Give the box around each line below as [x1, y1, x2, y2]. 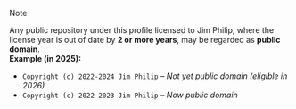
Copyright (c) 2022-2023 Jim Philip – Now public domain [21, 89, 238, 100]
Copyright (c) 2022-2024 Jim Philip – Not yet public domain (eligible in [21, 71, 288, 81]
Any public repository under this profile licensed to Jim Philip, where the [9, 25, 275, 35]
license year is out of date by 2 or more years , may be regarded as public [9, 35, 281, 45]
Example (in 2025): [9, 54, 82, 63]
